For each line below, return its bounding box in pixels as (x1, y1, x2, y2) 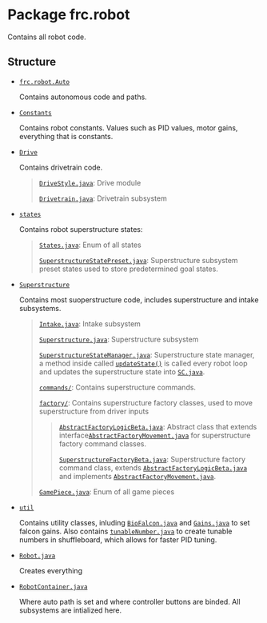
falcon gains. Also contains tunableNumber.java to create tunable (18, 526, 233, 536)
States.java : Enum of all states (38, 240, 141, 250)
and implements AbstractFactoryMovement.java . (58, 471, 217, 481)
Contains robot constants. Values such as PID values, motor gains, (18, 122, 238, 133)
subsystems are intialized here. (18, 605, 122, 615)
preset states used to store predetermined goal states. (38, 264, 219, 274)
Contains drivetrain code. (18, 162, 103, 172)
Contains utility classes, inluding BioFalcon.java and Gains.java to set (18, 517, 250, 527)
